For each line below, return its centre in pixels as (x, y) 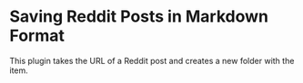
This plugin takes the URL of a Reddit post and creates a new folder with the (152, 60)
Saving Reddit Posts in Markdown (139, 17)
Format (37, 36)
